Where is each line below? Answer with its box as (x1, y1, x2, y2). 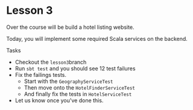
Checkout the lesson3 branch (14, 58, 87, 66)
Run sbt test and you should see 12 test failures (14, 64, 136, 72)
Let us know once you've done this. (14, 97, 104, 104)
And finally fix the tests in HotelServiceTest (24, 90, 132, 97)
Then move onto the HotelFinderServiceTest (24, 84, 136, 91)
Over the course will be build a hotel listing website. (6, 23, 134, 31)
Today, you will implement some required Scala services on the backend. (6, 35, 188, 42)
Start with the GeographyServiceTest (24, 78, 113, 85)
